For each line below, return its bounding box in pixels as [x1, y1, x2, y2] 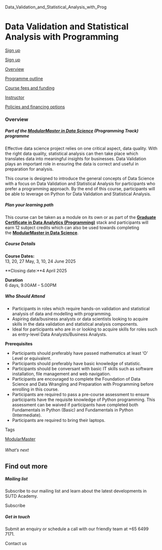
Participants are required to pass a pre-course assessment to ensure [12, 391, 149, 397]
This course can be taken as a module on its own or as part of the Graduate [5, 214, 156, 220]
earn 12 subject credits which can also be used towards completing [5, 224, 139, 230]
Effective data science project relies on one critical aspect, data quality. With [5, 145, 158, 151]
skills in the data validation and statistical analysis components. [12, 321, 139, 327]
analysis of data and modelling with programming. [12, 311, 112, 317]
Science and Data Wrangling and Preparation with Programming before [12, 381, 154, 387]
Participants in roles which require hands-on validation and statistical [12, 305, 150, 311]
